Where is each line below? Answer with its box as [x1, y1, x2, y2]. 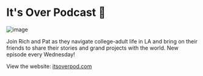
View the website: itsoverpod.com [6, 63, 92, 70]
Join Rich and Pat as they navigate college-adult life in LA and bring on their [6, 37, 197, 45]
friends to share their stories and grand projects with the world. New [6, 44, 179, 51]
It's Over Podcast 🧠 [6, 6, 106, 20]
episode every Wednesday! [6, 50, 75, 58]
